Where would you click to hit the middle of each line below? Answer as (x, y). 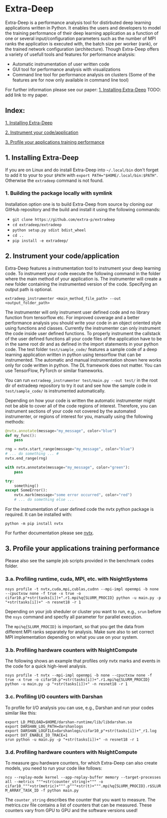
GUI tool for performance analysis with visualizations (66, 69)
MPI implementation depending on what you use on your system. (72, 637)
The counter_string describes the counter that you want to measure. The (80, 800)
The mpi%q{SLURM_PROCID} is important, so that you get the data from (75, 627)
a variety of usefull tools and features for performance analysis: (70, 54)
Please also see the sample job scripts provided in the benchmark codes (80, 560)
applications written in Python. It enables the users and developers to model (83, 27)
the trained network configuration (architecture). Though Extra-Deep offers (82, 49)
